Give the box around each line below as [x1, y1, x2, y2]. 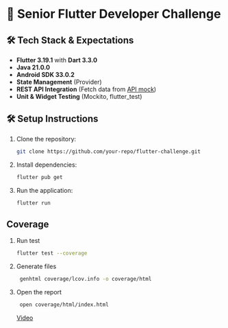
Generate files [16, 262, 57, 270]
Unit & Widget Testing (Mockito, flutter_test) [16, 93, 142, 100]
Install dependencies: [16, 161, 77, 169]
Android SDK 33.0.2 [16, 71, 75, 78]
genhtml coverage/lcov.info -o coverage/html [19, 276, 152, 283]
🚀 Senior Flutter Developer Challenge [6, 6, 221, 22]
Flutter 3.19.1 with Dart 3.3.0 [16, 56, 97, 64]
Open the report [16, 288, 62, 296]
